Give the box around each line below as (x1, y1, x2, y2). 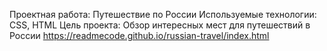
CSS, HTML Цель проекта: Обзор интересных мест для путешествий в (9, 19, 311, 31)
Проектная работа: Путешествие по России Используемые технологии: (9, 9, 317, 20)
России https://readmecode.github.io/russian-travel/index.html (9, 30, 270, 41)
